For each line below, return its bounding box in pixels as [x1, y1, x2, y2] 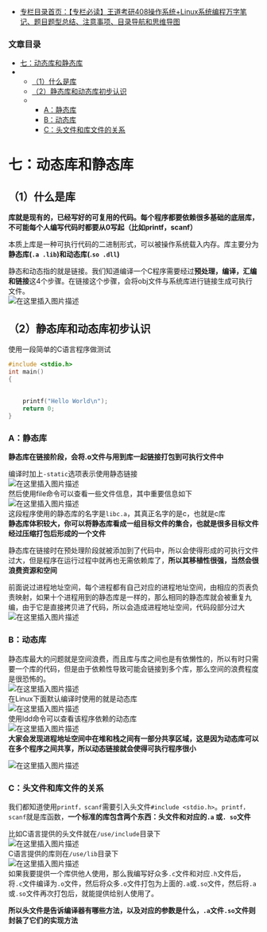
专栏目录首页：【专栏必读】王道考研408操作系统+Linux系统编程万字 [19, 7, 241, 16]
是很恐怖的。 [8, 674, 50, 683]
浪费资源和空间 [8, 566, 57, 575]
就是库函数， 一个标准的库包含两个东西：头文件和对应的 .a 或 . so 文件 [25, 812, 252, 821]
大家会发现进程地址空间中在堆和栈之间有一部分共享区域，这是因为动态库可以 [8, 734, 259, 743]
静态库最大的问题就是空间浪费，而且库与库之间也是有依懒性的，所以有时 [8, 654, 245, 664]
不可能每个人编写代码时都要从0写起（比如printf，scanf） [8, 222, 197, 233]
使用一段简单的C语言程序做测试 [8, 345, 111, 354]
